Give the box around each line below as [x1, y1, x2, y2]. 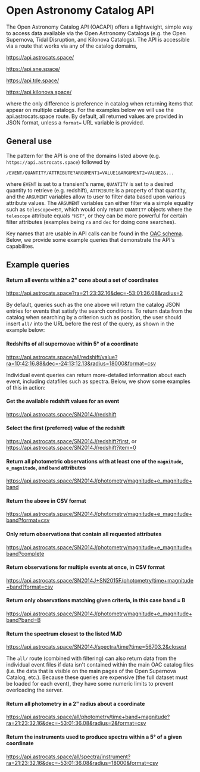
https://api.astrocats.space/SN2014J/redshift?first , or [6, 437, 137, 444]
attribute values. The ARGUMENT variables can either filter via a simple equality [6, 199, 193, 206]
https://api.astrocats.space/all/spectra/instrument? [6, 753, 131, 760]
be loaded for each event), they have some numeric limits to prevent [6, 680, 174, 687]
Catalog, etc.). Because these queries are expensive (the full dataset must [6, 674, 188, 681]
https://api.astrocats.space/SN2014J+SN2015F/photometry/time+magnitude [6, 577, 194, 584]
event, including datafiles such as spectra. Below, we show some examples [6, 378, 190, 385]
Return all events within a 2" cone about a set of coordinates [6, 276, 159, 284]
